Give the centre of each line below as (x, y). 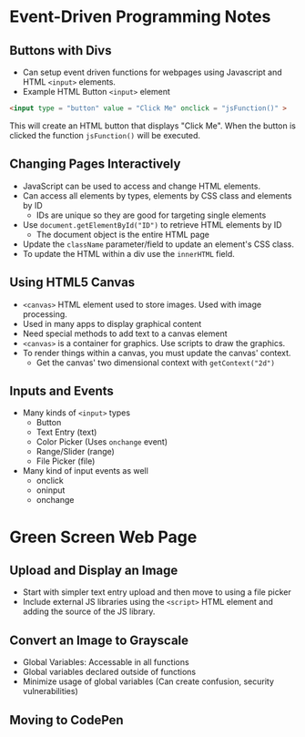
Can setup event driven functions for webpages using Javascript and (152, 72)
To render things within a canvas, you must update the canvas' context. (157, 353)
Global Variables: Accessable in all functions (106, 662)
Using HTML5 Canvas (72, 283)
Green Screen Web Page (103, 537)
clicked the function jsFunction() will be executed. (105, 135)
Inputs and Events (61, 390)
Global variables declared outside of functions (109, 672)
